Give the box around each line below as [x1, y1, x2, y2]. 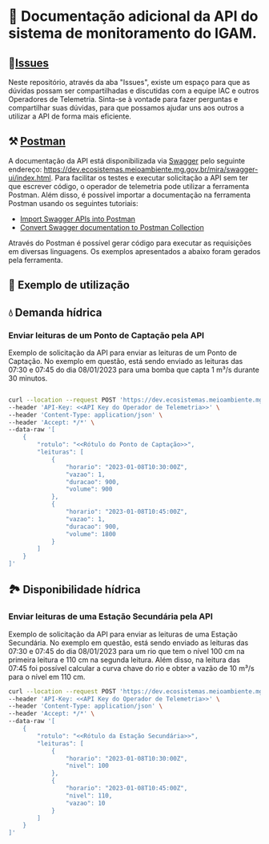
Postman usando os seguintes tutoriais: [8, 198, 139, 208]
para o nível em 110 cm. [8, 672, 86, 681]
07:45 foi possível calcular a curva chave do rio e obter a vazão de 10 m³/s [8, 663, 255, 672]
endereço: [8, 164, 42, 174]
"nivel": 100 [65, 761, 110, 770]
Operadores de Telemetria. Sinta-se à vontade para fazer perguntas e [8, 95, 239, 103]
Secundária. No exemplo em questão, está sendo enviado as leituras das [8, 637, 249, 648]
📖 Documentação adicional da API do [8, 7, 259, 26]
